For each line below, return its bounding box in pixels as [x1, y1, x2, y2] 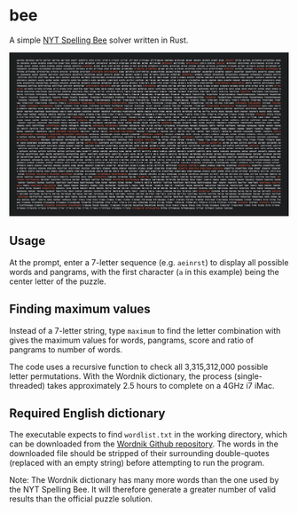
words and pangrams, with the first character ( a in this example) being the [9, 266, 279, 277]
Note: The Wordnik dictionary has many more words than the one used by [9, 475, 279, 485]
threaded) [9, 380, 46, 391]
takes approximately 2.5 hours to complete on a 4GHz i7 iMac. [47, 380, 275, 391]
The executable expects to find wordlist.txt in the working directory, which [9, 430, 288, 440]
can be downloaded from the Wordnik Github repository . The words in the [9, 438, 279, 449]
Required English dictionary [9, 406, 166, 422]
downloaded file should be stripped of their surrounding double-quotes [9, 448, 271, 459]
